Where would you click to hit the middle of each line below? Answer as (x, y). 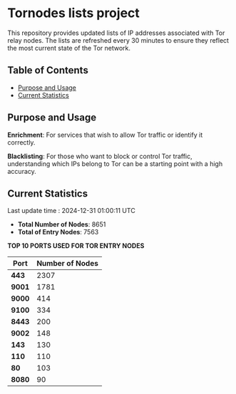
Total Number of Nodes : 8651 (62, 224)
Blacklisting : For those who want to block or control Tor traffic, (100, 156)
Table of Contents (48, 70)
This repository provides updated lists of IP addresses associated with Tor (116, 33)
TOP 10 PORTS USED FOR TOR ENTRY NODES (76, 246)
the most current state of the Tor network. (69, 48)
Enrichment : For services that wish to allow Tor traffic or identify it (105, 135)
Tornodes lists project (74, 13)
